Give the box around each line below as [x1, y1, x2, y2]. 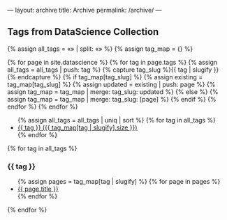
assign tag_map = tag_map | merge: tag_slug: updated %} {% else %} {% [7, 87, 219, 96]
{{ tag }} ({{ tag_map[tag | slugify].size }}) [17, 123, 138, 132]
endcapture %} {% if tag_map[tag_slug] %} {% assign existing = [17, 72, 203, 81]
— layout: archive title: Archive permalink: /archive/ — [7, 6, 162, 14]
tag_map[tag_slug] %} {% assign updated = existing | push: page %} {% [7, 80, 216, 88]
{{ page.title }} [17, 184, 59, 194]
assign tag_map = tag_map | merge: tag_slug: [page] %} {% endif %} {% [7, 95, 217, 103]
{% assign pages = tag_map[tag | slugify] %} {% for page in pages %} [17, 178, 221, 186]
